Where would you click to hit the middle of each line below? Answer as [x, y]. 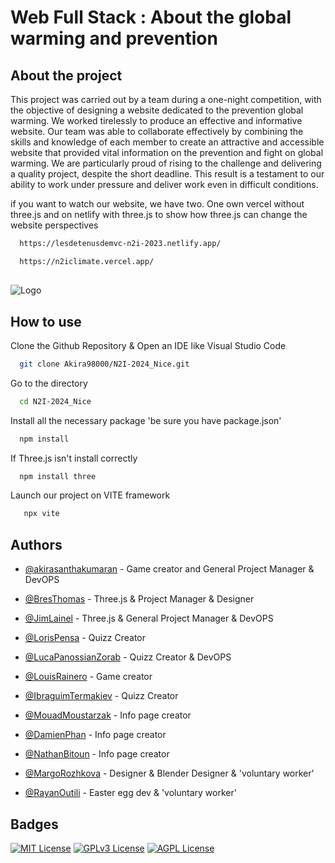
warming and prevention [114, 38]
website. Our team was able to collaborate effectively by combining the [157, 131]
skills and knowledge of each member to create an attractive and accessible [167, 142]
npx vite [41, 514]
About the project [66, 75]
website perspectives [54, 225]
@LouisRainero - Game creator [88, 677]
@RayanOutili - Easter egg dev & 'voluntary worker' [130, 793]
